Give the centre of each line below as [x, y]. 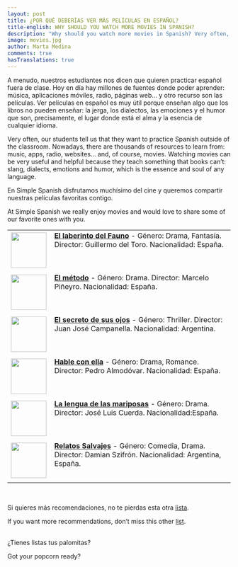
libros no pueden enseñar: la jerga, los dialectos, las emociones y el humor [116, 110]
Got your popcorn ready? [44, 556]
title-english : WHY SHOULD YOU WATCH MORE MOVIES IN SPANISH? [101, 27]
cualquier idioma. [33, 125]
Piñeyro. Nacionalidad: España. [106, 286]
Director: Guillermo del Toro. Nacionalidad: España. [139, 244]
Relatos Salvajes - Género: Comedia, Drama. [130, 445]
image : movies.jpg [34, 40]
